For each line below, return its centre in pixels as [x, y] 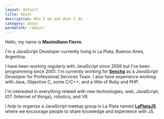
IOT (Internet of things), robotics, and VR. [47, 97]
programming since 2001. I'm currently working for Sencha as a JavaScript [82, 71]
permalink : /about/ [25, 28]
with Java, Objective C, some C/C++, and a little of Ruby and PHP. [72, 82]
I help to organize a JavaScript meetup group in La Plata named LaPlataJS [81, 106]
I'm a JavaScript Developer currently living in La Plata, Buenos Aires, [75, 52]
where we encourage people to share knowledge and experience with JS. [80, 112]
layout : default [22, 10]
